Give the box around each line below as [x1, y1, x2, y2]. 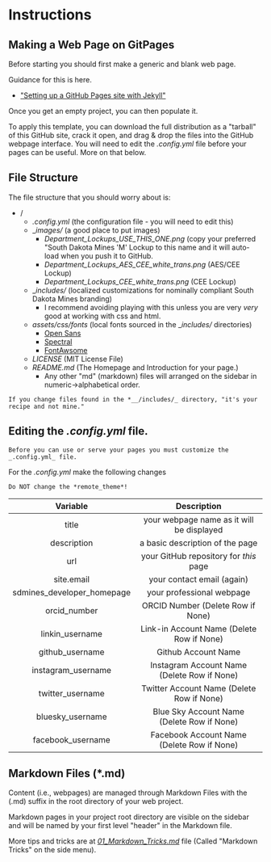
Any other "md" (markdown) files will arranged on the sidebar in [44, 371, 257, 381]
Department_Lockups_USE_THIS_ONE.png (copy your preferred [44, 233, 256, 243]
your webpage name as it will [144, 514, 254, 525]
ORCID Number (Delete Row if [141, 599, 256, 611]
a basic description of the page [140, 537, 258, 549]
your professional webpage [146, 587, 251, 598]
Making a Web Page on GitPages [8, 38, 175, 52]
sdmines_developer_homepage [12, 587, 131, 598]
